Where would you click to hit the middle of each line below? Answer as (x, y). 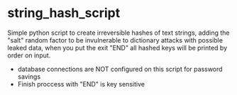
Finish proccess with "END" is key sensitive (81, 84)
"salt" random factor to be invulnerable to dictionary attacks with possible (115, 40)
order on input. (29, 55)
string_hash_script (64, 13)
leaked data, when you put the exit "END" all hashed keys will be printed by (117, 47)
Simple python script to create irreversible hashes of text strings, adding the (118, 33)
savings (29, 77)
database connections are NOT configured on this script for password (120, 69)
